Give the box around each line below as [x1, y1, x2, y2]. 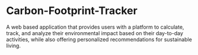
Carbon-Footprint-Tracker [6, 4, 138, 18]
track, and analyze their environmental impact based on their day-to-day [6, 29, 184, 36]
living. [6, 42, 21, 49]
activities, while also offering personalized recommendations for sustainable [6, 36, 193, 43]
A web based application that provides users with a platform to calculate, [6, 23, 184, 30]
